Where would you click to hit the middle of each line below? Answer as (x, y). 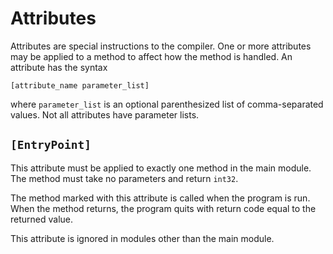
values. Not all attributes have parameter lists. (105, 114)
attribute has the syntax (59, 67)
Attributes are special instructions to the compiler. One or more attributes (161, 46)
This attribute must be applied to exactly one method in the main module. (161, 168)
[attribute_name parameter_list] (80, 85)
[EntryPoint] (51, 145)
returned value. (42, 219)
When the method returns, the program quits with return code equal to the (163, 208)
